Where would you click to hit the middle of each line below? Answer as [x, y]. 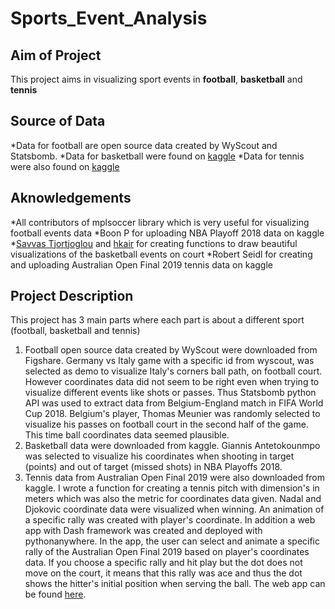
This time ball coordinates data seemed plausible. [127, 435]
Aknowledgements [71, 198]
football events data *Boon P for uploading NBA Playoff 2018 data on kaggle [167, 233]
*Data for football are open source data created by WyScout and [144, 145]
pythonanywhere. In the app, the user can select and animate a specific [172, 541]
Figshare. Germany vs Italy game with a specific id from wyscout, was [169, 361]
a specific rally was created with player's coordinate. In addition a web [170, 520]
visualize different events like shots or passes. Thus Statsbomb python [170, 393]
